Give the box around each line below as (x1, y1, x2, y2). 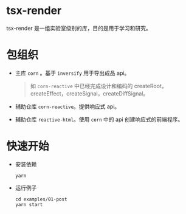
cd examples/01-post (15, 196, 67, 202)
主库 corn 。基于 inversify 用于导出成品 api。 (15, 69, 130, 77)
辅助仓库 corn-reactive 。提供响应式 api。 (15, 103, 120, 110)
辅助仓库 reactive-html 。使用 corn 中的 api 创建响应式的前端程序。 (15, 116, 184, 123)
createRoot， (134, 82, 167, 89)
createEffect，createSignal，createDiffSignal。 (30, 89, 149, 97)
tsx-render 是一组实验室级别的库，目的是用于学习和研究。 (6, 24, 152, 32)
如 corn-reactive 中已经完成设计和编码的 (30, 82, 133, 89)
